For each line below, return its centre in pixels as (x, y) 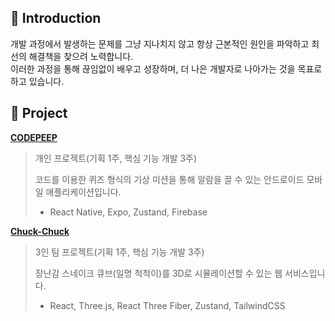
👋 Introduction (56, 18)
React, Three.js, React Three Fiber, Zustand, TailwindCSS (167, 305)
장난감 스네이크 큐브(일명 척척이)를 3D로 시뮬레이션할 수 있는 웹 (158, 273)
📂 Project (39, 113)
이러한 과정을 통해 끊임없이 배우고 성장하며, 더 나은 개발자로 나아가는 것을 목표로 (166, 68)
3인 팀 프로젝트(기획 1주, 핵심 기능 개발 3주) (119, 252)
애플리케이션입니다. (83, 192)
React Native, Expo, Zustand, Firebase (128, 212)
